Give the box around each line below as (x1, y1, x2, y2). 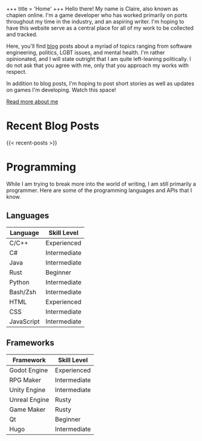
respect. (6, 68, 27, 75)
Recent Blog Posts (6, 119, 99, 133)
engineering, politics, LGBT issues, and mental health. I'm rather (6, 49, 165, 56)
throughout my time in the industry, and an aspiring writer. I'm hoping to (6, 18, 185, 25)
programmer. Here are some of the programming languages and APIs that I (6, 187, 192, 194)
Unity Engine (9, 385, 46, 394)
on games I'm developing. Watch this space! (6, 86, 116, 93)
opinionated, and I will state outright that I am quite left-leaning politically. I (6, 56, 191, 62)
